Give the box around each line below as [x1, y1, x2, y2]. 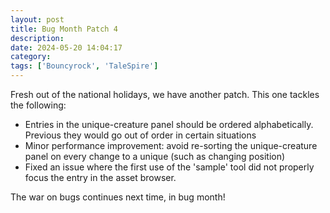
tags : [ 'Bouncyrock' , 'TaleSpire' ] [10, 61, 159, 71]
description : [10, 33, 65, 43]
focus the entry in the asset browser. [24, 172, 177, 183]
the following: [10, 99, 67, 111]
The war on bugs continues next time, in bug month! [10, 191, 226, 203]
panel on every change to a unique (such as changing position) [24, 151, 286, 162]
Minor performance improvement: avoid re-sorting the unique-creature [24, 140, 318, 151]
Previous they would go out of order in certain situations [24, 129, 257, 141]
